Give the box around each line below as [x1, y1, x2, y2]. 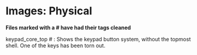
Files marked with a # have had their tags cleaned [5, 24, 131, 31]
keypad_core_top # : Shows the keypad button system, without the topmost [5, 35, 191, 42]
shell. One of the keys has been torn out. [5, 42, 106, 49]
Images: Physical [5, 4, 93, 18]
